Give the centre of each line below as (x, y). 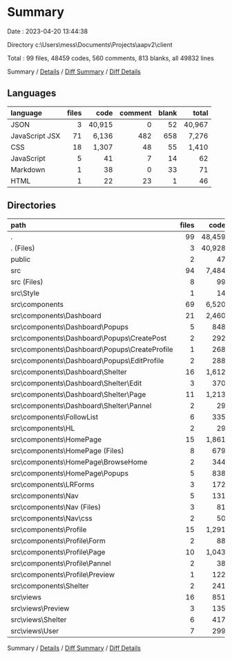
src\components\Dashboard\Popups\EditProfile (87, 360)
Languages (32, 93)
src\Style (25, 293)
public (21, 259)
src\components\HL (43, 428)
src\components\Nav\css (51, 518)
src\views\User (35, 631)
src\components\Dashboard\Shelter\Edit (76, 383)
